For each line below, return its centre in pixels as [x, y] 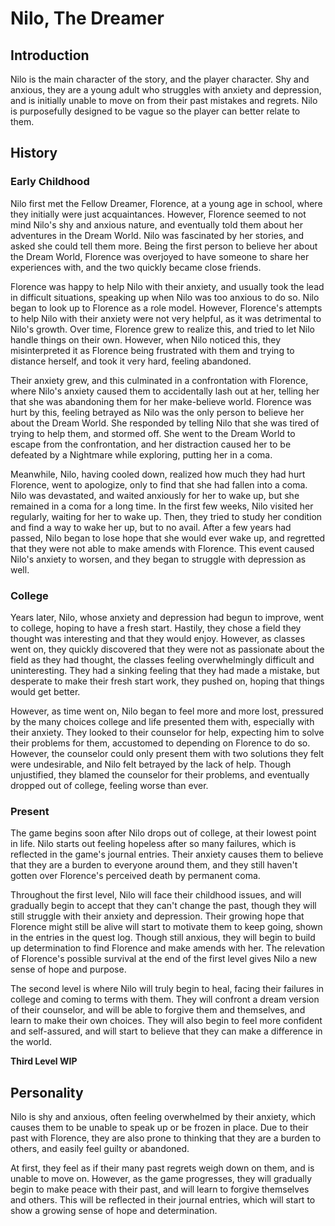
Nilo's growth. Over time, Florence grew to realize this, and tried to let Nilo [162, 329]
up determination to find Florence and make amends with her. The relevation [168, 948]
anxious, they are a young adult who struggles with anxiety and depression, [166, 90]
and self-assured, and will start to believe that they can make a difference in [166, 1031]
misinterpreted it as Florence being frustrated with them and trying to [152, 350]
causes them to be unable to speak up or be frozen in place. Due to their [159, 1128]
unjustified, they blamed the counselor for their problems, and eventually [160, 774]
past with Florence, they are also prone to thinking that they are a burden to [166, 1138]
